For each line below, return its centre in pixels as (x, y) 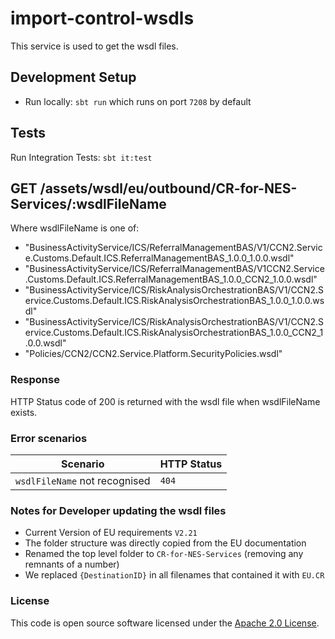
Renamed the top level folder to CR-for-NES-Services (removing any (164, 554)
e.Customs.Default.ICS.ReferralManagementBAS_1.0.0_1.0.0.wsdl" (159, 258)
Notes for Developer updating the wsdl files (118, 510)
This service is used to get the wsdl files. (94, 46)
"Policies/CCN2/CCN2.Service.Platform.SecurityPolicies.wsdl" (153, 354)
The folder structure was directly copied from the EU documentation (165, 543)
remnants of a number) (72, 564)
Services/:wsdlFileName (88, 203)
